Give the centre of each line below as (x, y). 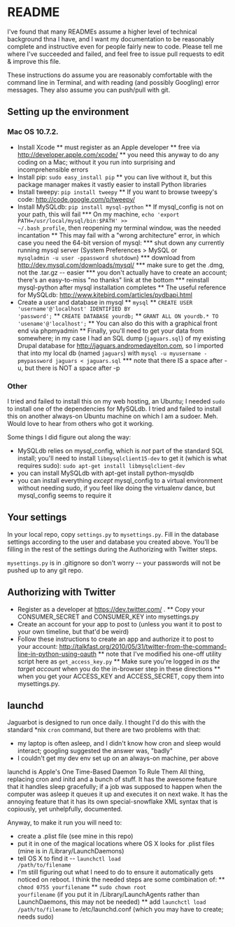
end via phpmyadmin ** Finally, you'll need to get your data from (111, 331)
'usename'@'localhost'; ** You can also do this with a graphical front (117, 323)
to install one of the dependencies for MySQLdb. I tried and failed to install (114, 408)
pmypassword (35, 361)
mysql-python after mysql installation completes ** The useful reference (122, 287)
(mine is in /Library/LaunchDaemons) (71, 851)
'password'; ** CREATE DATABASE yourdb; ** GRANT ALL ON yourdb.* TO (118, 315)
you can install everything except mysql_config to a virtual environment (120, 480)
